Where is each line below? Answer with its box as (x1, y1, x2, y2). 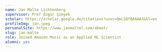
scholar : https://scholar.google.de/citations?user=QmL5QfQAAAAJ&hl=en (5, 16, 157, 21)
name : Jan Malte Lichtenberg (5, 7, 66, 12)
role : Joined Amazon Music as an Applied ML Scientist (5, 35, 122, 40)
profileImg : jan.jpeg (5, 21, 50, 26)
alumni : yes (5, 40, 30, 45)
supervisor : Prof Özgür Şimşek (5, 12, 70, 17)
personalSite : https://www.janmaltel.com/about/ (5, 26, 108, 31)
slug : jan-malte (5, 30, 39, 35)
